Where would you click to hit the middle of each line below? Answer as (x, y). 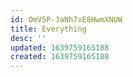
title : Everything (48, 29)
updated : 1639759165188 (60, 47)
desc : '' (28, 38)
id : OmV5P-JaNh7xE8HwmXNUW (66, 19)
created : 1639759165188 (60, 57)
